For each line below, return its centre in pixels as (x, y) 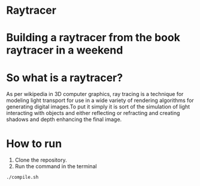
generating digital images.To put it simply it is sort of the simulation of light (98, 107)
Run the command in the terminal (56, 166)
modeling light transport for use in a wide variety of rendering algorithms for (100, 100)
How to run (34, 143)
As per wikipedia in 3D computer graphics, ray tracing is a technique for (95, 94)
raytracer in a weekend (65, 50)
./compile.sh (22, 177)
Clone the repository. (41, 160)
